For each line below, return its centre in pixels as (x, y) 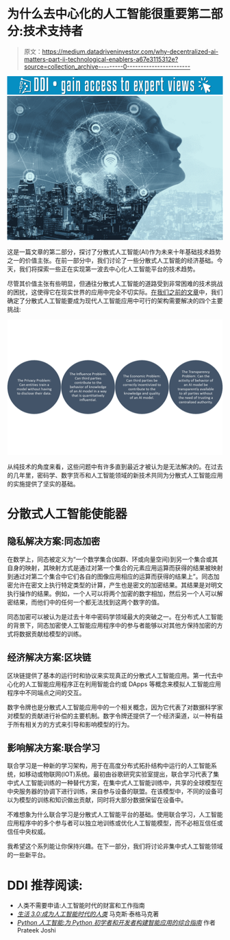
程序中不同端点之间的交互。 (46, 692)
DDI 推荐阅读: (45, 885)
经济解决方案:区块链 (49, 658)
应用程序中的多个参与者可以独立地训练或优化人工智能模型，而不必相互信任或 (115, 823)
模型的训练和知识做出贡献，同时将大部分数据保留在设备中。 (103, 800)
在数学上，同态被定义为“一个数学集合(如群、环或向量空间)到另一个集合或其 (113, 559)
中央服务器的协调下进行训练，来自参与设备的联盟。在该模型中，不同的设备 (112, 791)
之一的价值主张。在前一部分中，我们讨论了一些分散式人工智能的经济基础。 (112, 260)
